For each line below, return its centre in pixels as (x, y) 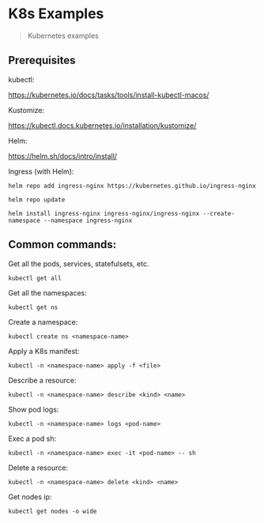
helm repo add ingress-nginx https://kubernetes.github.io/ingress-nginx (132, 186)
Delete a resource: (38, 468)
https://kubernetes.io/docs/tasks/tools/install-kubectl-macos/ (109, 95)
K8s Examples (56, 14)
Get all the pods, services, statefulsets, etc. (79, 263)
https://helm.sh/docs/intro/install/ (62, 156)
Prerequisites (42, 60)
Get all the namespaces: (47, 292)
